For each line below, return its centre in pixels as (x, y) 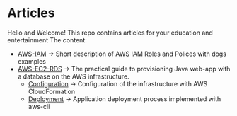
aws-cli (39, 106)
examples (31, 61)
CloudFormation (52, 91)
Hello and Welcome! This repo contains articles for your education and (110, 33)
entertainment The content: (47, 40)
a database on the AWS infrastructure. (73, 76)
